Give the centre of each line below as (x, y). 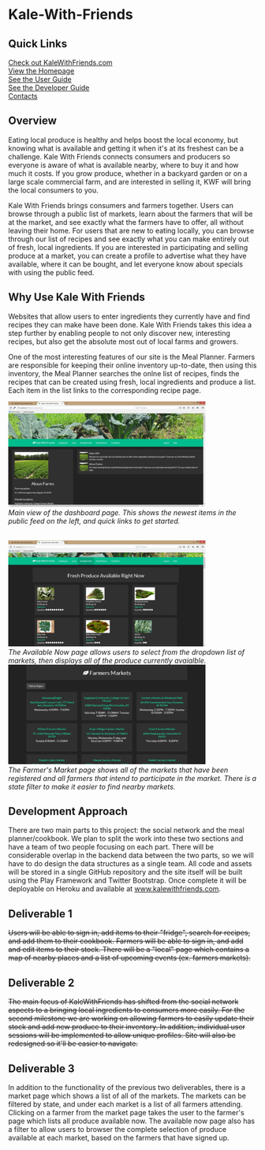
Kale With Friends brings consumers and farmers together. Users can (121, 205)
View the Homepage (41, 71)
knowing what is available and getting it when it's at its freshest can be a (126, 148)
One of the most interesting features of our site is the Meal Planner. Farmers (132, 357)
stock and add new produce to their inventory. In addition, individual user (127, 1027)
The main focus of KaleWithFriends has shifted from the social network (123, 1002)
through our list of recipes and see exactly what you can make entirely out (129, 239)
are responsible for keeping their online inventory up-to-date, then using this (132, 365)
